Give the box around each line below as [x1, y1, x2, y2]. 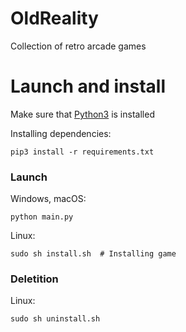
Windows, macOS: [10, 193, 87, 205]
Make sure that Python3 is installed [10, 108, 155, 120]
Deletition [10, 272, 59, 286]
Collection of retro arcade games [10, 40, 147, 52]
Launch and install [10, 75, 166, 98]
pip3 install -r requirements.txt [10, 147, 155, 157]
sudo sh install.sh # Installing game [10, 249, 177, 259]
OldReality [10, 7, 99, 30]
